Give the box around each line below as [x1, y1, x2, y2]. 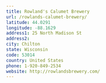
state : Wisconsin [6, 47, 48, 53]
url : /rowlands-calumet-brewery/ [6, 14, 87, 20]
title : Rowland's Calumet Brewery [6, 8, 90, 15]
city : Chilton [6, 41, 41, 47]
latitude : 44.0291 [6, 19, 51, 25]
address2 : [6, 36, 30, 41]
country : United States [6, 57, 64, 63]
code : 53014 [6, 52, 35, 58]
